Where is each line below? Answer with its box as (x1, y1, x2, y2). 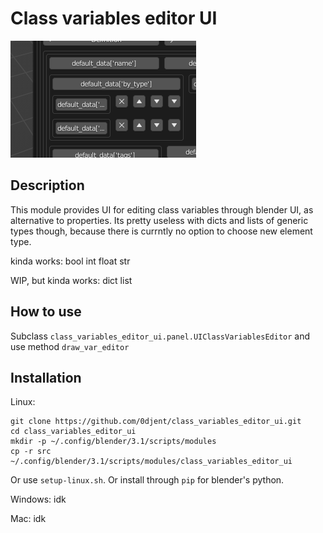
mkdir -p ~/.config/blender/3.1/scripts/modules (10, 437, 217, 447)
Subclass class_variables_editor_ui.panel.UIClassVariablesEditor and (10, 330, 311, 342)
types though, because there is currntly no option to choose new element (10, 225, 313, 237)
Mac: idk (10, 513, 47, 525)
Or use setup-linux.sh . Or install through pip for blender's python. (10, 474, 285, 486)
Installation (10, 369, 82, 386)
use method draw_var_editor (10, 340, 130, 352)
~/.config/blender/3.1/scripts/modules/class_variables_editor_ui (10, 457, 293, 467)
